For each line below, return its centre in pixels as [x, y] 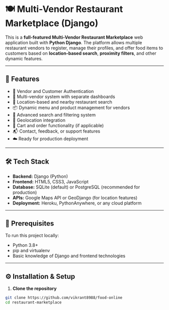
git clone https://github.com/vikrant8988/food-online [64, 298]
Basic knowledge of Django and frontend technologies [69, 256]
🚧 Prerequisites [30, 223]
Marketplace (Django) [52, 23]
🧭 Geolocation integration [39, 120]
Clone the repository [34, 288]
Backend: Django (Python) [40, 176]
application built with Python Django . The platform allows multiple [74, 42]
